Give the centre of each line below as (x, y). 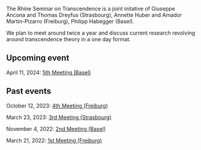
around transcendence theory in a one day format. (68, 39)
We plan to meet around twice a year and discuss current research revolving (101, 33)
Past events (29, 91)
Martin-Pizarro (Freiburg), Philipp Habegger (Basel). (70, 21)
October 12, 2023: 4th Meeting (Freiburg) (57, 105)
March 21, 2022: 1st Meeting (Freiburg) (54, 140)
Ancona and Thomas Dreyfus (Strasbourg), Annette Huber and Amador (94, 15)
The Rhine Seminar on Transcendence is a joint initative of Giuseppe (91, 9)
